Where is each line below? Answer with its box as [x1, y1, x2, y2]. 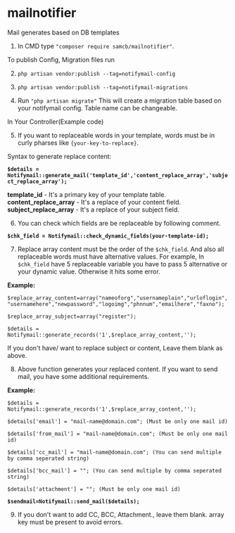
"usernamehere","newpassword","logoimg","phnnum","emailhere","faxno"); [7, 300, 225, 307]
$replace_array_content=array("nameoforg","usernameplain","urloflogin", [7, 294, 229, 302]
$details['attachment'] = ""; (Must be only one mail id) [7, 485, 181, 493]
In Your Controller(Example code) [7, 117, 104, 126]
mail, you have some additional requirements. [17, 372, 150, 380]
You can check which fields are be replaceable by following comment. [17, 219, 222, 227]
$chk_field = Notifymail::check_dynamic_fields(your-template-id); [7, 232, 210, 240]
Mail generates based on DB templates [7, 28, 120, 37]
